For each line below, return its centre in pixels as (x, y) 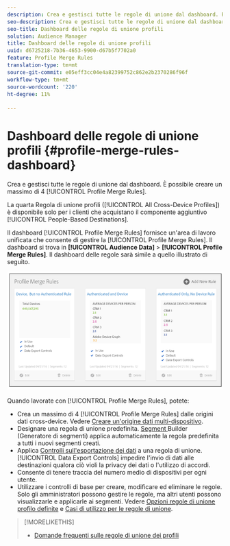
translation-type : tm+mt (42, 65)
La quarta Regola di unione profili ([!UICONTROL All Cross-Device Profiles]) (114, 205)
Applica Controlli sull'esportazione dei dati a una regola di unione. (110, 450)
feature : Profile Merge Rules (50, 58)
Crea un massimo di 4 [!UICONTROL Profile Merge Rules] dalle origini (115, 414)
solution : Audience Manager (47, 36)
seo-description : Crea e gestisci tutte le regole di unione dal (102, 22)
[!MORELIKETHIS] (49, 522)
